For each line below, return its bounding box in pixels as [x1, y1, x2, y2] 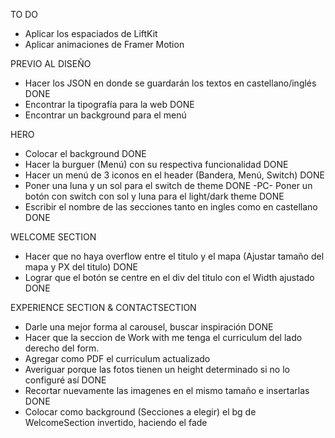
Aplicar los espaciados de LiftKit [24, 28, 158, 39]
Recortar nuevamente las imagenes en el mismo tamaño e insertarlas [24, 385, 310, 396]
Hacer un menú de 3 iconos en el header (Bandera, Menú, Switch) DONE [24, 169, 326, 181]
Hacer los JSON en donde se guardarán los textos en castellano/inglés [24, 77, 317, 89]
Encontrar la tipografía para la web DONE [24, 99, 195, 110]
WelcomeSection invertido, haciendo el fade [24, 417, 208, 428]
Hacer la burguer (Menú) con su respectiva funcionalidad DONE [24, 159, 289, 170]
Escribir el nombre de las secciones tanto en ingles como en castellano [24, 201, 318, 213]
